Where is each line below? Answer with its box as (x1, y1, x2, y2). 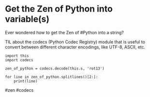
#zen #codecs (5, 87, 34, 93)
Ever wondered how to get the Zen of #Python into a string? (5, 29, 124, 35)
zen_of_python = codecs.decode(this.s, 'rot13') (5, 66, 105, 71)
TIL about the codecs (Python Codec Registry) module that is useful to (5, 39, 146, 44)
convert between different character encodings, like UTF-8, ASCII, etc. (5, 44, 146, 50)
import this (5, 53, 29, 58)
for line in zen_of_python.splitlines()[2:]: (5, 74, 98, 79)
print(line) (14, 79, 38, 83)
